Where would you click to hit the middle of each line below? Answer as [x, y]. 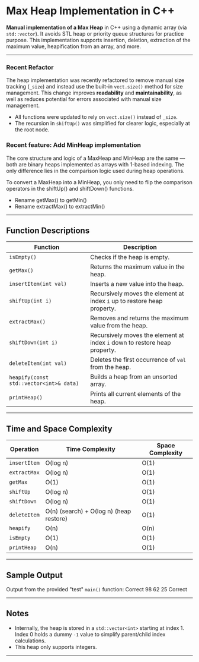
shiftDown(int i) [33, 343]
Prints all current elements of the [135, 394]
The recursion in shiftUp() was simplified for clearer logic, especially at [102, 124]
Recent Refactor [30, 67]
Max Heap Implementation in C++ [90, 11]
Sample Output [35, 575]
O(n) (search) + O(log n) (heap [88, 511]
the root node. [32, 130]
